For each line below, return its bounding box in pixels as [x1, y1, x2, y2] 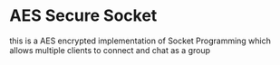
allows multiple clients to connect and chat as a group [9, 44, 211, 55]
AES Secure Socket [9, 5, 158, 26]
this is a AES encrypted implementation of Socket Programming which [9, 35, 272, 46]
